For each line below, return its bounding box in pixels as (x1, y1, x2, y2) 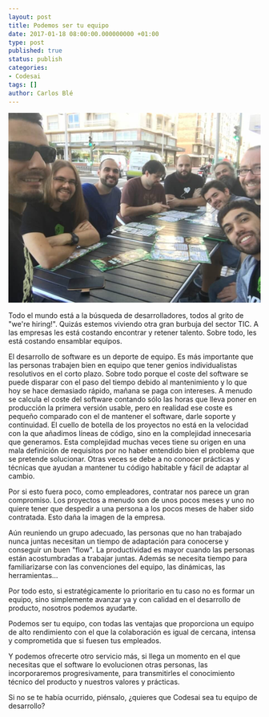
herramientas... (8, 570, 58, 580)
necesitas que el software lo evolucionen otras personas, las (8, 659, 208, 670)
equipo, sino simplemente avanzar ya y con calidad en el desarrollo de (8, 594, 241, 604)
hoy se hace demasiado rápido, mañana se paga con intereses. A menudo (8, 385, 253, 395)
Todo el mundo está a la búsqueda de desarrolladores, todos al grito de (8, 310, 244, 320)
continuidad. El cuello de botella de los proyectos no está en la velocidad (8, 420, 249, 430)
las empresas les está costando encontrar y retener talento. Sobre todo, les (8, 328, 257, 337)
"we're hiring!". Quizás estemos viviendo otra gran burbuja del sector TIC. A (8, 319, 259, 328)
